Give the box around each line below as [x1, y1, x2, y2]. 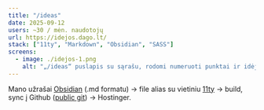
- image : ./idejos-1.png [15, 56, 97, 64]
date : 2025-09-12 [8, 19, 65, 27]
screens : [8, 48, 37, 56]
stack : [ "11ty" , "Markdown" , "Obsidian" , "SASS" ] [8, 41, 174, 49]
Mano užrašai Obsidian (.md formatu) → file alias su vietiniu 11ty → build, [8, 84, 244, 93]
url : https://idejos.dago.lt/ [8, 33, 108, 42]
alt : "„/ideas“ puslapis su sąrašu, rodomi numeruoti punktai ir [22, 63, 241, 71]
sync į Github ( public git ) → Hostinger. [8, 92, 132, 102]
